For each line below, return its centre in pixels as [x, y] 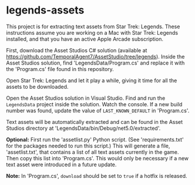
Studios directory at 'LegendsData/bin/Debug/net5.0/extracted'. [83, 128]
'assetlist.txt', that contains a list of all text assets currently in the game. [93, 152]
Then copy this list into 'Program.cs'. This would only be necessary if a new [97, 158]
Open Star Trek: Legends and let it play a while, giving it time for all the [92, 80]
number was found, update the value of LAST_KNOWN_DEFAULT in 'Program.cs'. [98, 110]
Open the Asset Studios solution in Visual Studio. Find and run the [86, 98]
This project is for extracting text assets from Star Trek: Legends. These [93, 26]
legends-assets [45, 10]
